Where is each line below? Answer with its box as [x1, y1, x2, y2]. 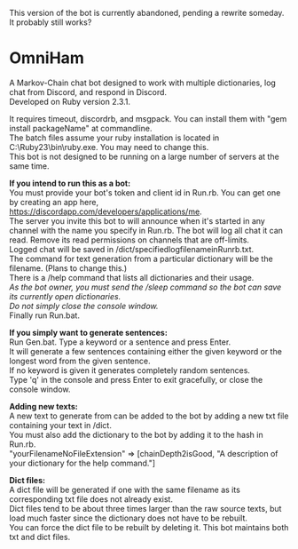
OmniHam [9, 48, 84, 68]
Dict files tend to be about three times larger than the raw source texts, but [9, 503, 282, 513]
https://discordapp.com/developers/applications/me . [9, 206, 202, 217]
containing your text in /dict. [9, 419, 113, 430]
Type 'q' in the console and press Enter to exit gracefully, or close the [9, 374, 263, 385]
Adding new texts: [9, 401, 78, 411]
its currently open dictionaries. [9, 290, 122, 301]
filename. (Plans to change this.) [9, 262, 128, 274]
